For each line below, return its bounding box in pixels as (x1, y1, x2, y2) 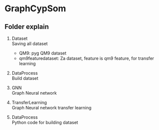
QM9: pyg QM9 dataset (19, 50, 67, 56)
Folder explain (4, 23, 49, 31)
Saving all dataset (11, 41, 48, 47)
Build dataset (11, 76, 39, 81)
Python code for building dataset (11, 120, 79, 125)
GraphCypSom (4, 3, 66, 14)
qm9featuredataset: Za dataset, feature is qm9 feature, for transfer (19, 55, 154, 61)
